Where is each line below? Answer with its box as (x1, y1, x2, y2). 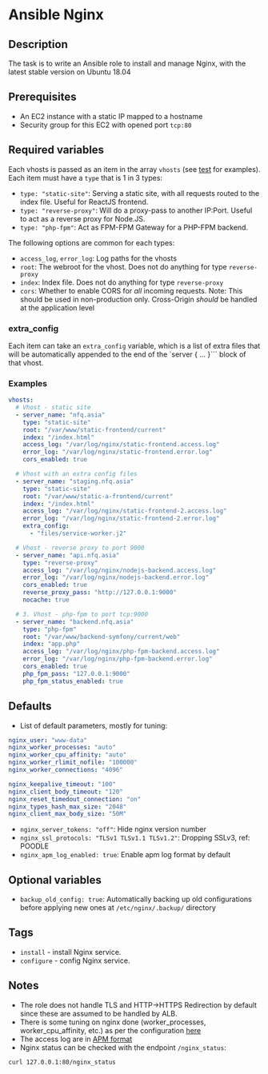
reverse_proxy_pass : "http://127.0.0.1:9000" (22, 589, 178, 597)
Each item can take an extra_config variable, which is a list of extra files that (8, 341, 261, 350)
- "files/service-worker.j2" (29, 529, 127, 537)
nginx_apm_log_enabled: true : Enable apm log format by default (19, 850, 231, 860)
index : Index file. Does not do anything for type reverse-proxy (19, 277, 224, 287)
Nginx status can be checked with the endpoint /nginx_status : (19, 1042, 226, 1052)
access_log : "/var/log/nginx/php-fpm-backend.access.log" (22, 648, 220, 656)
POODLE (19, 841, 50, 851)
